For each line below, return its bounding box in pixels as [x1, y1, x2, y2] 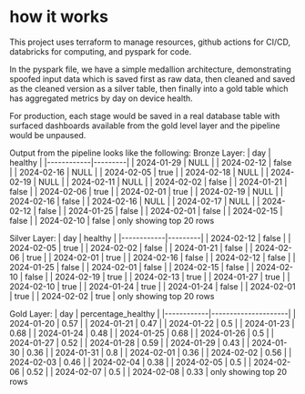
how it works [9, 6, 109, 27]
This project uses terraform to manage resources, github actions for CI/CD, [9, 36, 291, 47]
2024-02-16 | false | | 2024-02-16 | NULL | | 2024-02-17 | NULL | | [9, 196, 260, 207]
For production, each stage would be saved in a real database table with [9, 110, 280, 121]
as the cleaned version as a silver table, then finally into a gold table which [9, 83, 289, 94]
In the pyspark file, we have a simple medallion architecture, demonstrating [9, 64, 291, 75]
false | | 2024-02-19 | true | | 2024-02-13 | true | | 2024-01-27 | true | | [25, 271, 290, 282]
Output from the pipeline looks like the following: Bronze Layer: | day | [9, 147, 271, 158]
